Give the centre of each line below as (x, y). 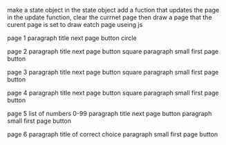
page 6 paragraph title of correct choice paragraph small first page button (113, 134)
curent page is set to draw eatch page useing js (75, 25)
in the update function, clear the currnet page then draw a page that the (110, 17)
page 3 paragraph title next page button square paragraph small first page (113, 72)
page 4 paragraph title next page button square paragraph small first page (113, 93)
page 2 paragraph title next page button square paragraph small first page (113, 51)
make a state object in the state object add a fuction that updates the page (113, 10)
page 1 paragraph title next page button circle (72, 38)
